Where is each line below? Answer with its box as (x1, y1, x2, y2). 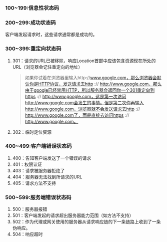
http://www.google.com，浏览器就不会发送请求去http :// (24, 106, 140, 112)
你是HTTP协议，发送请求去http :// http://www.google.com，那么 (29, 81, 162, 87)
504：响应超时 (12, 231, 43, 237)
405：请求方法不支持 (12, 180, 56, 186)
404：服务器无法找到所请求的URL (12, 174, 82, 180)
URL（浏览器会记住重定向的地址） (12, 64, 83, 70)
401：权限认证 (12, 161, 42, 167)
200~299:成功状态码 (5, 19, 56, 26)
